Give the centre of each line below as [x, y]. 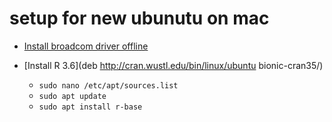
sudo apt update [72, 96]
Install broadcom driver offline [86, 46]
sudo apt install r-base [90, 107]
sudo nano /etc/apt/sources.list [108, 85]
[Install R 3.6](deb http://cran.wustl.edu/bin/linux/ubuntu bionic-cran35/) [173, 65]
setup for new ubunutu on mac [139, 18]
